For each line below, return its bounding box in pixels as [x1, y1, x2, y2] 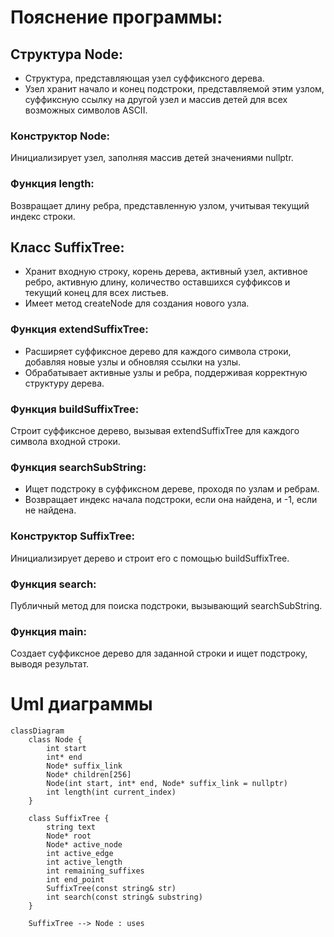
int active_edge [46, 849, 114, 859]
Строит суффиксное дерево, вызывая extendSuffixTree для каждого [10, 425, 300, 436]
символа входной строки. [10, 436, 121, 447]
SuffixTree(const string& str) [46, 884, 177, 894]
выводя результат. [10, 658, 90, 670]
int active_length [46, 857, 123, 868]
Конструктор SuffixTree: [10, 529, 135, 543]
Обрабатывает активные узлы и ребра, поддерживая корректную [24, 366, 308, 378]
